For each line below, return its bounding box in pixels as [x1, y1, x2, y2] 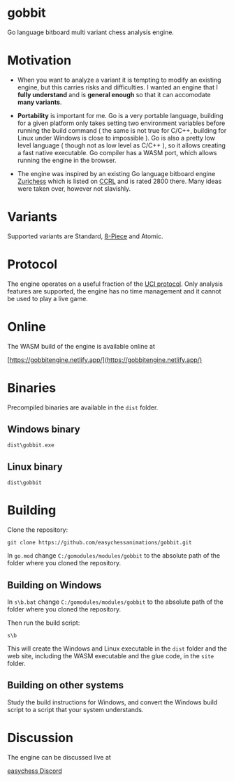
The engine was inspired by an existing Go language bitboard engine [17, 169, 216, 178]
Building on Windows [7, 579, 102, 591]
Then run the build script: [7, 618, 80, 627]
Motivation [7, 52, 72, 68]
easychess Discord [7, 767, 63, 775]
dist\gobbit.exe [7, 442, 54, 449]
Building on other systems [7, 679, 124, 691]
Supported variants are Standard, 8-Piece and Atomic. [7, 232, 163, 240]
